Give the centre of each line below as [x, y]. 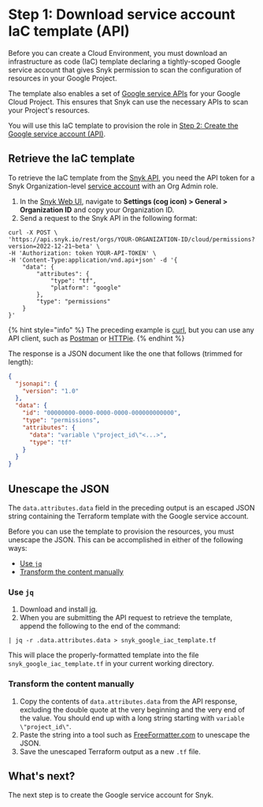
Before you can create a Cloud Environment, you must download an [118, 53]
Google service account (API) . [57, 134]
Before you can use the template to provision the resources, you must [121, 531]
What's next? [42, 776]
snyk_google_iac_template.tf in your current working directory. [111, 664]
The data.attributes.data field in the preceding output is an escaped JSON [131, 508]
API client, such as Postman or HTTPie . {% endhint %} [96, 338]
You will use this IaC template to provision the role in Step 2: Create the [123, 125]
